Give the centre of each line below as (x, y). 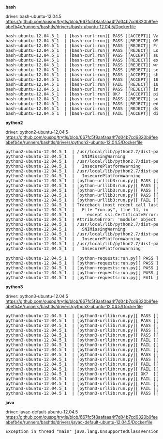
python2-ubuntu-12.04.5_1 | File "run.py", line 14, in (77, 210)
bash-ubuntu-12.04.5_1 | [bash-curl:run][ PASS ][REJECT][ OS (82, 41)
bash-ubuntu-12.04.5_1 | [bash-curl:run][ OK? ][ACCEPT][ (78, 94)
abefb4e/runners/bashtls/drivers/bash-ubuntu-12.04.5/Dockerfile (71, 27)
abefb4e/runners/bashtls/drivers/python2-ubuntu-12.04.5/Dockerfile (74, 142)
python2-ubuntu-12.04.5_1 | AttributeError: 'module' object (81, 219)
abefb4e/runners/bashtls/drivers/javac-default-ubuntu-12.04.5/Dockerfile (79, 422)
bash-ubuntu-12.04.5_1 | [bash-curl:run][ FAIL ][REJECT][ (78, 84)
